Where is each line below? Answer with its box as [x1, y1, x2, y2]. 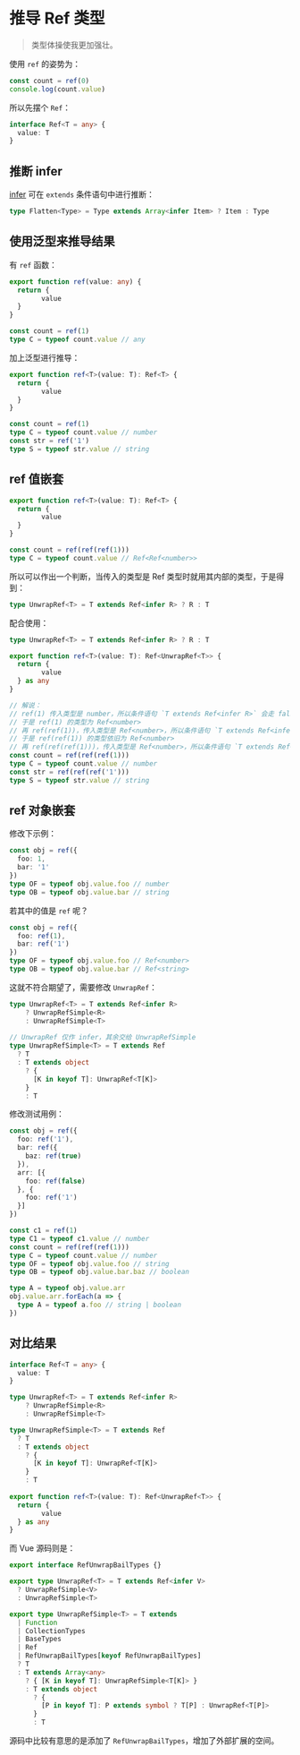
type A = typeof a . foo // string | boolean [17, 1300, 181, 1310]
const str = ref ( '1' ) [9, 436, 90, 446]
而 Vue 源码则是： [9, 1543, 76, 1554]
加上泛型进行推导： [9, 352, 80, 363]
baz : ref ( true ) [25, 1151, 82, 1160]
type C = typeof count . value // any [9, 335, 146, 345]
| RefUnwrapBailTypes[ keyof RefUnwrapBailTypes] [17, 1651, 202, 1661]
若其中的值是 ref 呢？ [9, 905, 89, 916]
